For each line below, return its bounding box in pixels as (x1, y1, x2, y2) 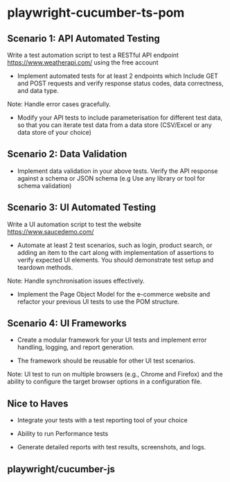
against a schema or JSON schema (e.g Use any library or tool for (17, 174, 206, 182)
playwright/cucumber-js (7, 463, 116, 475)
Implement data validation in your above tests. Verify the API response (17, 167, 218, 175)
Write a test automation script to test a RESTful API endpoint (7, 51, 179, 59)
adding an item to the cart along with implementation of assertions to (17, 248, 215, 256)
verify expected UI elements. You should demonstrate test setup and (17, 256, 213, 264)
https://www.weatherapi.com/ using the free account (7, 58, 159, 67)
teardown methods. (17, 263, 73, 272)
